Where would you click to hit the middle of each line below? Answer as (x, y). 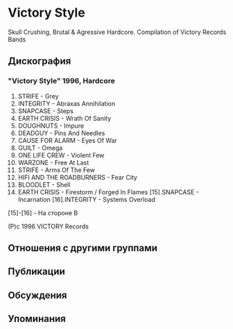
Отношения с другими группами (83, 248)
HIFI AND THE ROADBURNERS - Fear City (78, 177)
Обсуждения (37, 295)
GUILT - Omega (40, 148)
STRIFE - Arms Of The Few (57, 170)
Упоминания (37, 319)
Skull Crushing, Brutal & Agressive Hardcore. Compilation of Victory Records (117, 32)
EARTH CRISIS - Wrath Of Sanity (64, 118)
